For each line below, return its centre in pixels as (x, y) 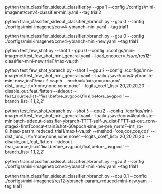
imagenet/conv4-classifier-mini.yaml (42, 12)
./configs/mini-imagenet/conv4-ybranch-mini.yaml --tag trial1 (66, 27)
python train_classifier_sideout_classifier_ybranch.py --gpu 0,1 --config (76, 176)
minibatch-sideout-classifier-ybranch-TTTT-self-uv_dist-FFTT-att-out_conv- (81, 121)
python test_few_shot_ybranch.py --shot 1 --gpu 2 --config (64, 70)
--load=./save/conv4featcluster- (124, 116)
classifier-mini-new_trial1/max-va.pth (42, 61)
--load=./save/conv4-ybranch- (122, 75)
